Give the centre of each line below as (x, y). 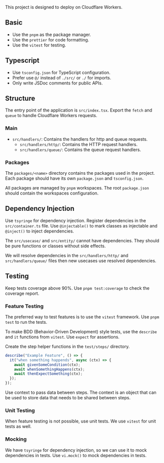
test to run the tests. (26, 322)
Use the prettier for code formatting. (51, 39)
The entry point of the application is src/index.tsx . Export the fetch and (79, 110)
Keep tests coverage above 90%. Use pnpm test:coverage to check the (77, 288)
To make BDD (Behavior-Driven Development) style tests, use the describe (81, 331)
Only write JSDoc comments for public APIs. (57, 83)
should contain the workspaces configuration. (52, 193)
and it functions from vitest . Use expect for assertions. (62, 337)
